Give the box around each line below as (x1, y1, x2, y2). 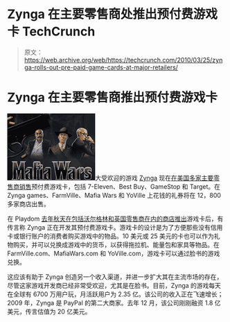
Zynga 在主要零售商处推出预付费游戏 (7, 6, 218, 22)
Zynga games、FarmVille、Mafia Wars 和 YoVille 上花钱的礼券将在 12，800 (7, 191, 222, 199)
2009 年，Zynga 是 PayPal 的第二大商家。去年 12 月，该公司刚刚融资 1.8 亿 (7, 298, 221, 307)
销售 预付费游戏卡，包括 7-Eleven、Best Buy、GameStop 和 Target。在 (19, 182, 220, 191)
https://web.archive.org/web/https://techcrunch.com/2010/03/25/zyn (24, 56, 223, 64)
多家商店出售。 (7, 199, 50, 208)
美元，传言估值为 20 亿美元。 (7, 307, 91, 316)
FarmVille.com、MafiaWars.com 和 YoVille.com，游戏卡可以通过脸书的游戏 (7, 249, 220, 257)
